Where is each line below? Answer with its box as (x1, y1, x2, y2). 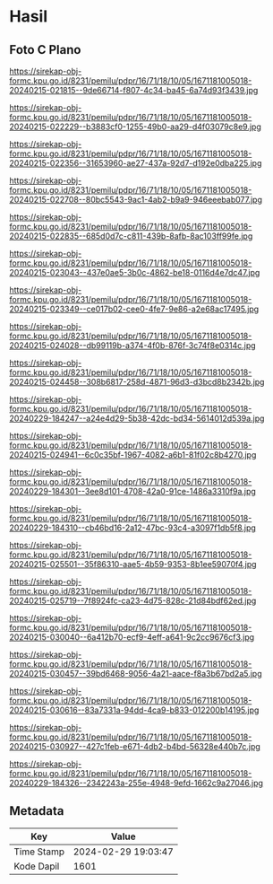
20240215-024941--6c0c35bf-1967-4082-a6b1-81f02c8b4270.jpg (9, 450, 257, 460)
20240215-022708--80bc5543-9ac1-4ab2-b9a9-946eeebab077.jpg (9, 195, 262, 205)
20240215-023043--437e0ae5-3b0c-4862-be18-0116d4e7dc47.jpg (9, 267, 260, 277)
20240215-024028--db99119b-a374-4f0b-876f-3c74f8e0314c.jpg (9, 340, 257, 351)
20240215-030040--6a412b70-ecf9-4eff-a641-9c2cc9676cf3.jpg (9, 632, 255, 643)
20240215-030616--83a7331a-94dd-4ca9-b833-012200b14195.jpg (9, 705, 260, 715)
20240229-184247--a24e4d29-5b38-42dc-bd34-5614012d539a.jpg (9, 413, 265, 424)
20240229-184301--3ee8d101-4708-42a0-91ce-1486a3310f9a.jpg (9, 486, 257, 496)
